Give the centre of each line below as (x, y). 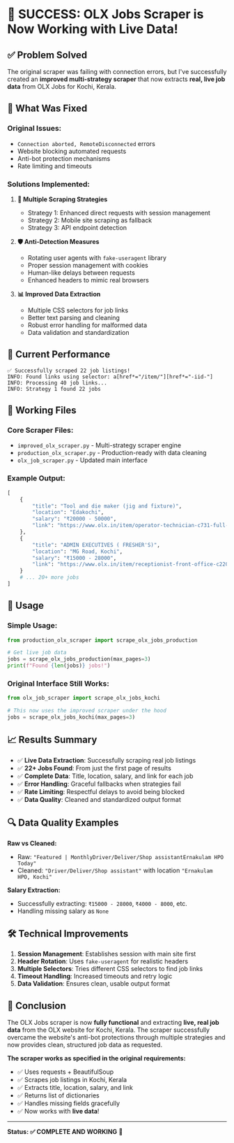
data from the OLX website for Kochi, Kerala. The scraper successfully (109, 1030)
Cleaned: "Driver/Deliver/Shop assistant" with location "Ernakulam (115, 870)
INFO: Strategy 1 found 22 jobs (54, 389)
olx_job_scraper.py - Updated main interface (82, 460)
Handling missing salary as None (63, 911)
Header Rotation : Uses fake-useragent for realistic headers (103, 961)
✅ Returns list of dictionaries (58, 1095)
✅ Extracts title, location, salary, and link (75, 1088)
